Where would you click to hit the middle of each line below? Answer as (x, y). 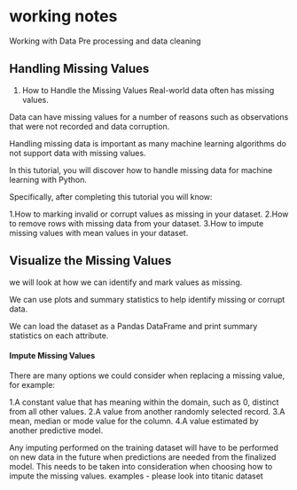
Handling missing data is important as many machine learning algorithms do (148, 143)
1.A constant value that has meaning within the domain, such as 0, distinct (144, 402)
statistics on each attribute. (59, 336)
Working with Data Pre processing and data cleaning (105, 41)
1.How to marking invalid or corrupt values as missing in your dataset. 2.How (149, 214)
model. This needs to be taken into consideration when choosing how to (141, 466)
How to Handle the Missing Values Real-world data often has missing (148, 90)
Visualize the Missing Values (90, 261)
